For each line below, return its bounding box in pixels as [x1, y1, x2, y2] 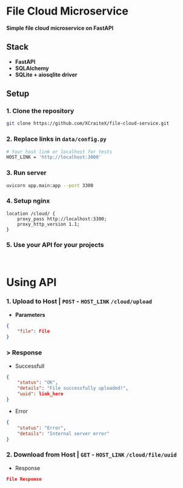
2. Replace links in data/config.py [6, 135, 107, 143]
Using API [6, 276, 57, 290]
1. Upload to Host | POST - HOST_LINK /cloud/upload [6, 297, 153, 306]
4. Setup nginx [6, 197, 50, 205]
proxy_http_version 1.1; [17, 221, 80, 227]
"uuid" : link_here [17, 391, 64, 397]
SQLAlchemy [15, 64, 50, 72]
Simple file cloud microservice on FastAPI [6, 24, 114, 32]
